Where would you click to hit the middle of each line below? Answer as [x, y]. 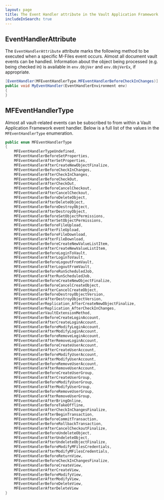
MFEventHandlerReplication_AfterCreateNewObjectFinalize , [75, 304]
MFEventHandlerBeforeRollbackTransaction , [58, 424]
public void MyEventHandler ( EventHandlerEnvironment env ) [66, 86]
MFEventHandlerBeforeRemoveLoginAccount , [57, 336]
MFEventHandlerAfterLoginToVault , [50, 258]
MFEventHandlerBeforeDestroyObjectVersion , [60, 294]
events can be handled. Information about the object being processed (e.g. [82, 62]
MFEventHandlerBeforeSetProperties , [52, 156]
